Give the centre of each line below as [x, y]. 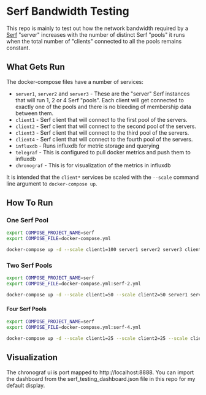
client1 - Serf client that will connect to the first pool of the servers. [101, 119]
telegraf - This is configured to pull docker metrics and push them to [103, 152]
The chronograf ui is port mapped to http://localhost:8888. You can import [100, 372]
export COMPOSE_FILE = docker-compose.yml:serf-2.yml [74, 284]
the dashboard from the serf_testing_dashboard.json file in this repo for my [101, 378]
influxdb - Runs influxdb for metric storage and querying [87, 146]
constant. [18, 48]
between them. [34, 113]
